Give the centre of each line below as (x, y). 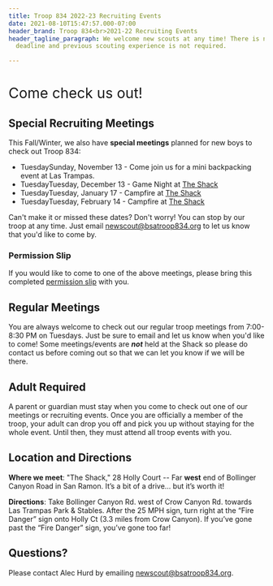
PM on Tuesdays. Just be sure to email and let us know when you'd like (145, 336)
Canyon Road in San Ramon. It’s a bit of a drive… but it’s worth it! (117, 486)
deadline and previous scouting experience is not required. (121, 46)
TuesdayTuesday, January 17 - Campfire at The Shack (110, 193)
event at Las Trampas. (57, 176)
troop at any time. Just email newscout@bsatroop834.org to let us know (129, 226)
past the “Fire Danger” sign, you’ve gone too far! (90, 528)
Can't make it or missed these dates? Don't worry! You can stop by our (127, 218)
